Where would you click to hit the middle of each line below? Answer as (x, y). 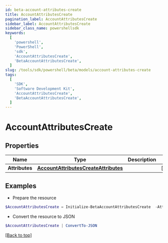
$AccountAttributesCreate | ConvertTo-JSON (51, 226)
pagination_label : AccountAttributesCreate (51, 19)
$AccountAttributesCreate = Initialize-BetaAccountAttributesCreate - (81, 207)
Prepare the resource (34, 198)
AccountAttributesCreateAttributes (80, 168)
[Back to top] (18, 235)
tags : (11, 75)
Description (142, 160)
